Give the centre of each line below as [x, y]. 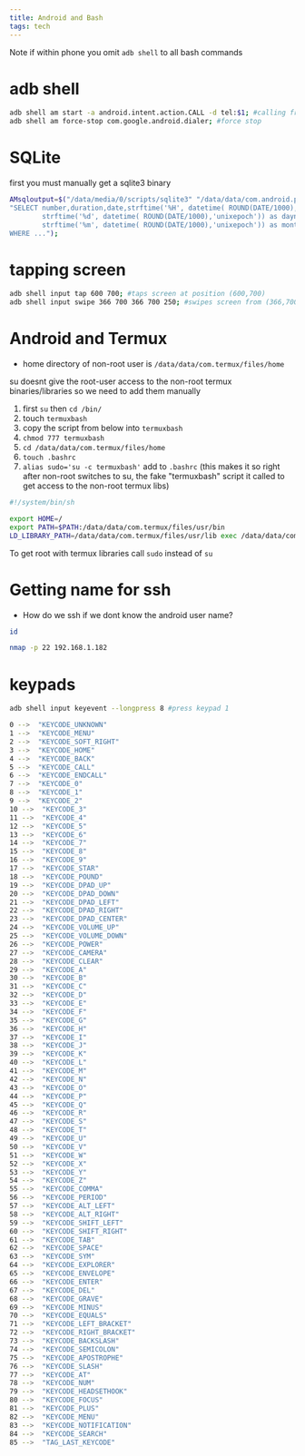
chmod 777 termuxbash [63, 438]
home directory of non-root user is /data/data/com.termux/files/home [153, 364]
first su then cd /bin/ [62, 408]
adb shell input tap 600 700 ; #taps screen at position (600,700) [138, 294]
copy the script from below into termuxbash [103, 428]
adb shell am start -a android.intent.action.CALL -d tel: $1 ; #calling [148, 113]
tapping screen [68, 270]
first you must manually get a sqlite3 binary [90, 183]
